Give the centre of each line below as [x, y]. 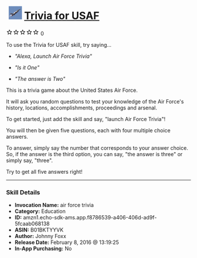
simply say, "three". [30, 160]
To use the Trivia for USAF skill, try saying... [59, 44]
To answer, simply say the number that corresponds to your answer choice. [97, 148]
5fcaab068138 [32, 224]
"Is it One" [27, 67]
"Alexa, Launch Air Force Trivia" [53, 56]
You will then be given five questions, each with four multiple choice [89, 130]
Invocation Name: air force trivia [54, 205]
